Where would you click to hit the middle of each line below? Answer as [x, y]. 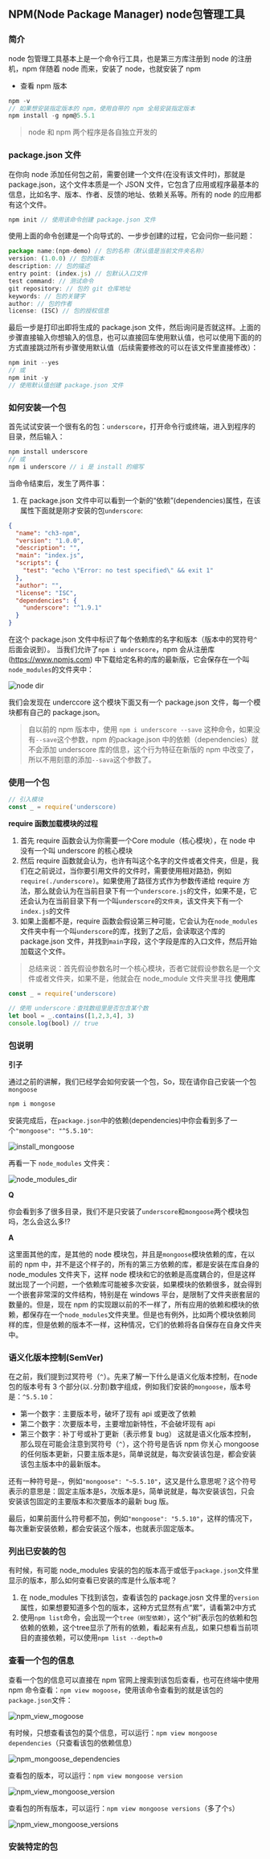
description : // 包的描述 [49, 266]
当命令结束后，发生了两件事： [57, 483]
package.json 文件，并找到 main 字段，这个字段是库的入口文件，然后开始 [138, 941]
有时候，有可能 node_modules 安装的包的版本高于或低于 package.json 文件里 [134, 1570]
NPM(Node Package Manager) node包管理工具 [127, 14]
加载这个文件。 [45, 952]
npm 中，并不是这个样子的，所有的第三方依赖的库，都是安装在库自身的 [141, 1264]
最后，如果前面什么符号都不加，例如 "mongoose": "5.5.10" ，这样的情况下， [133, 1518]
